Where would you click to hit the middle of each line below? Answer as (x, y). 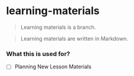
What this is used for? (38, 54)
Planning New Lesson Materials (53, 67)
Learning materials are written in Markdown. (74, 38)
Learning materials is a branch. (58, 27)
